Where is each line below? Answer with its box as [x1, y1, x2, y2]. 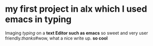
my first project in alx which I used [5, 3, 148, 15]
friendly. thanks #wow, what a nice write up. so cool [5, 35, 108, 41]
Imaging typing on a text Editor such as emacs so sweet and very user [5, 30, 148, 36]
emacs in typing [5, 14, 72, 25]
